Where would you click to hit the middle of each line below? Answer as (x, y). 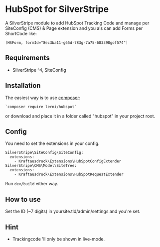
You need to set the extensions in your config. (52, 143)
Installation (23, 86)
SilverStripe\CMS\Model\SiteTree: (41, 166)
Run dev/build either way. (32, 184)
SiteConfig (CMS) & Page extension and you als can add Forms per (74, 28)
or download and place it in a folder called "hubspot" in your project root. (80, 116)
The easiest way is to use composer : (43, 98)
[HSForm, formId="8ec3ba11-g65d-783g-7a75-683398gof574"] (67, 43)
